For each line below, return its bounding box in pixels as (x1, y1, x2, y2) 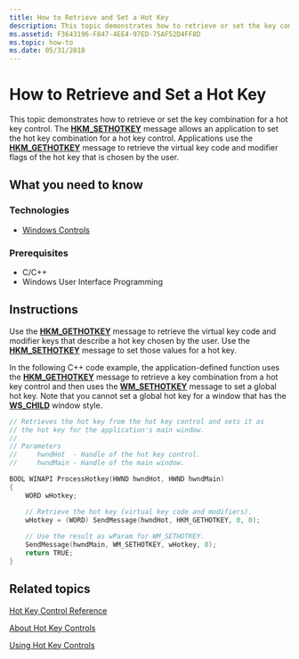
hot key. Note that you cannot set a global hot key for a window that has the (9, 390, 287, 401)
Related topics (9, 582, 91, 597)
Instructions (9, 302, 78, 317)
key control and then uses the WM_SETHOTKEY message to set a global (9, 380, 278, 392)
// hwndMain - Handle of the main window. (9, 459, 185, 468)
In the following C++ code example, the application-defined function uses (9, 362, 280, 372)
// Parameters (9, 442, 62, 451)
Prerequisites (9, 247, 69, 259)
